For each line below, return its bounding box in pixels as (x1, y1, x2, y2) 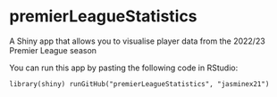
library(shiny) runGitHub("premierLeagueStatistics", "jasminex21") (9, 79, 270, 88)
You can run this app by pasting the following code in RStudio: (9, 62, 239, 73)
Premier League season (9, 44, 97, 55)
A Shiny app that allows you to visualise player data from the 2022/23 (9, 36, 265, 46)
